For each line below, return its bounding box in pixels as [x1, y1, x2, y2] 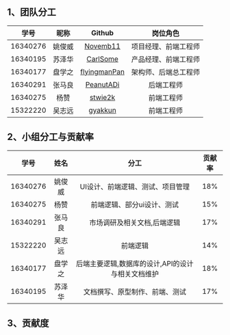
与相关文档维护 [110, 269, 159, 278]
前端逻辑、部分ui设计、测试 [90, 200, 179, 209]
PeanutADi [85, 79, 120, 89]
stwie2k [89, 92, 116, 102]
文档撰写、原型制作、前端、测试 [83, 286, 187, 296]
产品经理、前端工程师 [131, 54, 201, 64]
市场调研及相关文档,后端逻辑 [89, 217, 181, 227]
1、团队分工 [7, 6, 57, 18]
